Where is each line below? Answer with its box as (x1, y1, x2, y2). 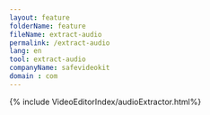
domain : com (9, 72, 58, 81)
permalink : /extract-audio (9, 38, 110, 48)
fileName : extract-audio (9, 30, 102, 39)
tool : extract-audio (9, 55, 87, 64)
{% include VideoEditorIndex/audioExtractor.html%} (9, 96, 202, 107)
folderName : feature (9, 22, 87, 31)
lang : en (9, 47, 42, 56)
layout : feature (9, 13, 70, 22)
